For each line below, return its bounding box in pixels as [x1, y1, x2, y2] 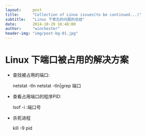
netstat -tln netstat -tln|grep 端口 [12, 82, 81, 88]
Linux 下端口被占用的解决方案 [5, 54, 129, 66]
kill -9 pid [12, 125, 33, 131]
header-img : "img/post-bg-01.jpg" [5, 31, 79, 36]
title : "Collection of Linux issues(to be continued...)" [5, 12, 142, 17]
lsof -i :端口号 [12, 104, 41, 110]
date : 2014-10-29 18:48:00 [5, 21, 76, 27]
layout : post [5, 7, 42, 13]
